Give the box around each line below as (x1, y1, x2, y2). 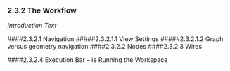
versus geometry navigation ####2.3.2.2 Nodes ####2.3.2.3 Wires (7, 42, 203, 51)
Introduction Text (7, 22, 57, 30)
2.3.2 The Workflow (7, 6, 77, 15)
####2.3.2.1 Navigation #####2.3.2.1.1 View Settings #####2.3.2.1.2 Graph (7, 35, 224, 43)
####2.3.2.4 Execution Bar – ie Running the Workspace (7, 56, 168, 64)
